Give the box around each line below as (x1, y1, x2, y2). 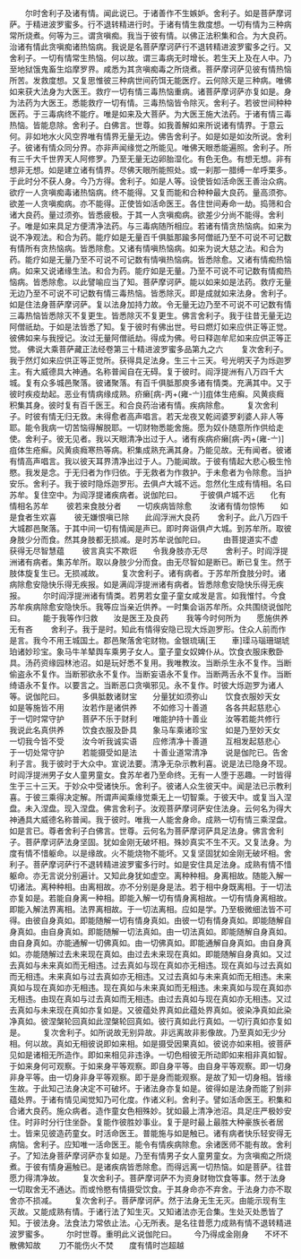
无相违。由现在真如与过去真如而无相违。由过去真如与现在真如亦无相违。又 (9, 994, 284, 1004)
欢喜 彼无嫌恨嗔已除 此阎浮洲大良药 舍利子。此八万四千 (39, 512, 288, 522)
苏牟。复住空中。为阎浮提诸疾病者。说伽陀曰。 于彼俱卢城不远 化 (9, 489, 279, 500)
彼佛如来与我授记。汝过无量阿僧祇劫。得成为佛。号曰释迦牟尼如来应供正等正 (9, 332, 292, 343)
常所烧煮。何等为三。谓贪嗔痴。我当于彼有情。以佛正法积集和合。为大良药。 (9, 30, 292, 40)
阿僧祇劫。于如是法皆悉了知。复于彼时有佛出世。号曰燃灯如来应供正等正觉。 (9, 322, 292, 332)
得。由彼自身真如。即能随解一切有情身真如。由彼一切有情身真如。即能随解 (9, 915, 284, 926)
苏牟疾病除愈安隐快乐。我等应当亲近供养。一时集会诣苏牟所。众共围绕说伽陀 (9, 601, 292, 612)
